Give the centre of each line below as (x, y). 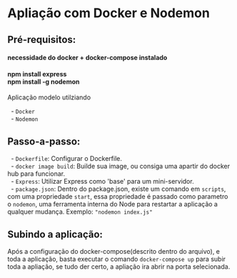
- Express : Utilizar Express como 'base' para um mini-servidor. (102, 182)
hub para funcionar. (36, 174)
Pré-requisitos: (42, 40)
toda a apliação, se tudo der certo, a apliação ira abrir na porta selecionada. (119, 267)
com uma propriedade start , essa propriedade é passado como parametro (118, 197)
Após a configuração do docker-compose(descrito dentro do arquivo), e (114, 251)
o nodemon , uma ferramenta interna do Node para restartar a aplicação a (112, 204)
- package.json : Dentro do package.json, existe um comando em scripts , (118, 189)
